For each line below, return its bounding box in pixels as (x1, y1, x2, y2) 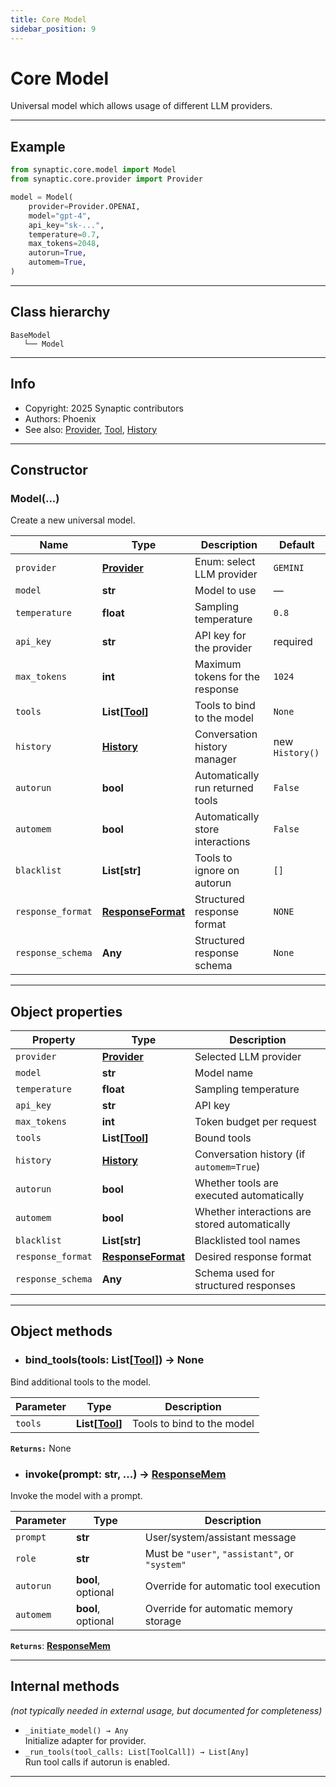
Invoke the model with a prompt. (10, 1489, 143, 1501)
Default (278, 538, 315, 552)
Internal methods (10, 1678, 120, 1695)
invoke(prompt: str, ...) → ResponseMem (24, 1467, 227, 1481)
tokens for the (194, 670, 261, 684)
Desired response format (194, 1250, 312, 1263)
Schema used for (194, 1266, 275, 1280)
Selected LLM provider (194, 1050, 302, 1063)
